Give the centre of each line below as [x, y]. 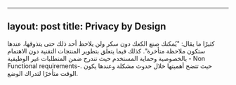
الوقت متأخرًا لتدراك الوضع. [43, 73]
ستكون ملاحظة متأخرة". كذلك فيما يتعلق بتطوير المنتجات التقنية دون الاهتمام [106, 51]
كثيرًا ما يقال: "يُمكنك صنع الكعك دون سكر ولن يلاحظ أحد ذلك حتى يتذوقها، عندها [111, 44]
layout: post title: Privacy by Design [87, 26]
